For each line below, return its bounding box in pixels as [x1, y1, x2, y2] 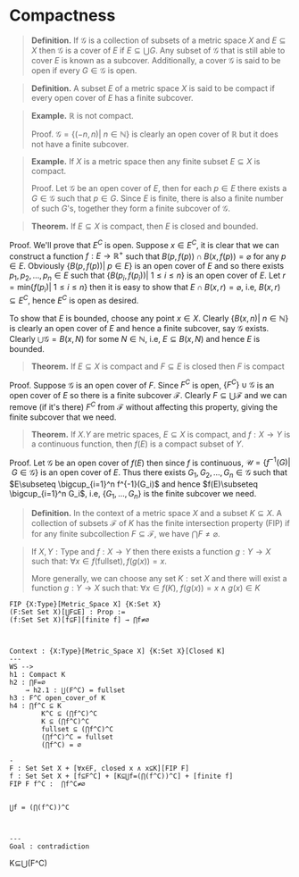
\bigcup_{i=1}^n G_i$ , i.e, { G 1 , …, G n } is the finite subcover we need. [9, 489, 257, 501]
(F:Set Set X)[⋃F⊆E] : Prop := [9, 608, 126, 617]
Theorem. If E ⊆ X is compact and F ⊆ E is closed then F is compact [30, 361, 286, 372]
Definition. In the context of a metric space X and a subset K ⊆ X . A [30, 508, 283, 519]
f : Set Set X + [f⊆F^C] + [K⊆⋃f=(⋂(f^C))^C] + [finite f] [9, 772, 234, 781]
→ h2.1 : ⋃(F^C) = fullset [25, 686, 126, 695]
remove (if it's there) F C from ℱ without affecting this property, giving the [9, 400, 278, 412]
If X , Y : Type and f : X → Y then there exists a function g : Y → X [30, 547, 271, 557]
